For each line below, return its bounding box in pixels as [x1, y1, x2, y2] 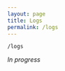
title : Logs [7, 17, 42, 24]
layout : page [7, 10, 46, 18]
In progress [7, 55, 41, 64]
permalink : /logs [7, 23, 59, 31]
